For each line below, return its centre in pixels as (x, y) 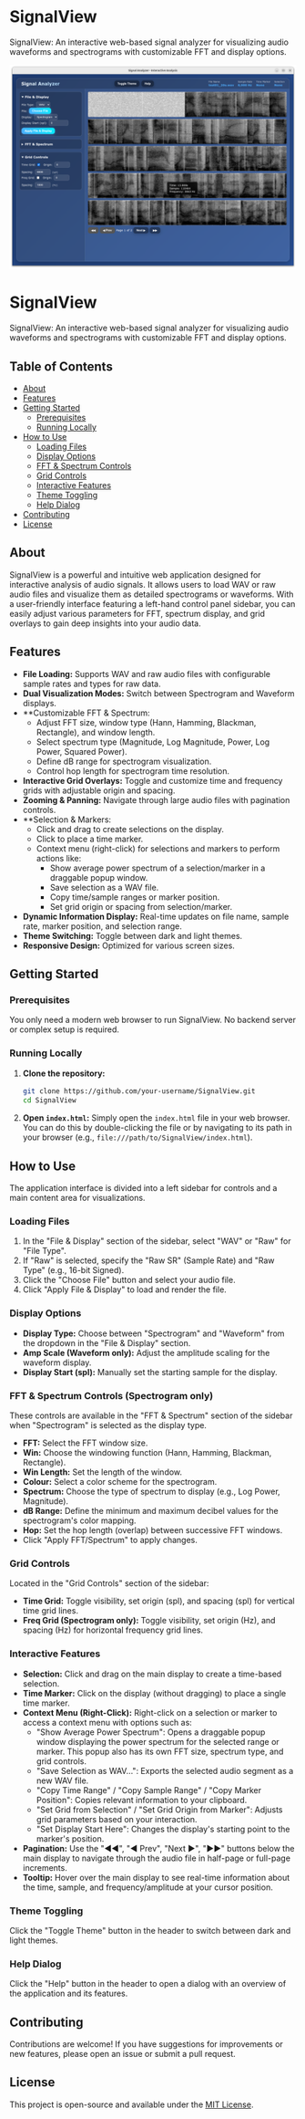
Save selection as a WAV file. (104, 887)
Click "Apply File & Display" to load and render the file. (125, 1289)
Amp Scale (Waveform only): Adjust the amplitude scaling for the (146, 1352)
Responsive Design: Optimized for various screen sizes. (128, 945)
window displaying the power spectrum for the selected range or (158, 1741)
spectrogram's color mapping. (79, 1520)
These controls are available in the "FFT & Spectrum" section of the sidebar (151, 1415)
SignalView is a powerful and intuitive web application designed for (135, 574)
